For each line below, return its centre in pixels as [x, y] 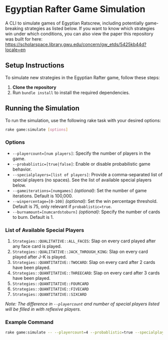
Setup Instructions [35, 65]
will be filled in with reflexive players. [43, 309]
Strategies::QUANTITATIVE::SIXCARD [49, 295]
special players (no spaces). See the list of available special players [82, 180]
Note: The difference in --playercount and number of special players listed [82, 304]
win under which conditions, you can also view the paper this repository [79, 34]
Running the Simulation [42, 108]
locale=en [15, 50]
